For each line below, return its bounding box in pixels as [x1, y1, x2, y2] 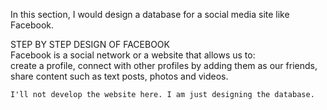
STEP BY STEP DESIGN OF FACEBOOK [10, 39, 170, 50]
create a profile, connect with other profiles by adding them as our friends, [10, 60, 318, 71]
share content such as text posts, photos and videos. [10, 70, 229, 82]
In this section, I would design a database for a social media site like [10, 9, 290, 20]
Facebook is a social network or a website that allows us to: [10, 49, 256, 61]
